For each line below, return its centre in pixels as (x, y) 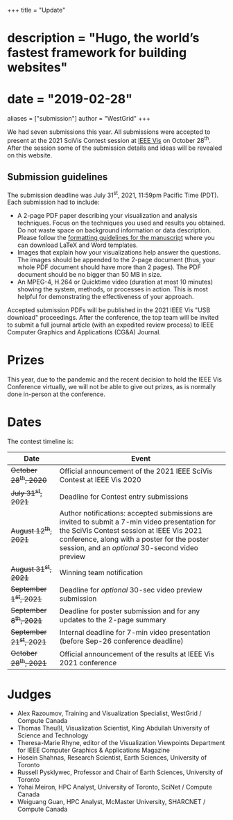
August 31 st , (31, 569)
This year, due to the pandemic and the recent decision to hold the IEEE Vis (114, 379)
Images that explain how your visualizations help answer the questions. (119, 253)
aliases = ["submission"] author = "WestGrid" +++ (79, 119)
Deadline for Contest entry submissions (124, 497)
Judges (29, 694)
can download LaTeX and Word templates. (78, 245)
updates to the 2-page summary (113, 620)
